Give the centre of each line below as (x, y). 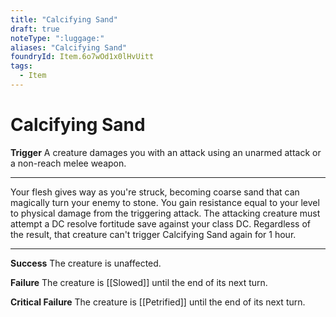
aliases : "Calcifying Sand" (69, 47)
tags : (21, 66)
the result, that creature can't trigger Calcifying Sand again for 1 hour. (153, 234)
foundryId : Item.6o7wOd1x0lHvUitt (82, 57)
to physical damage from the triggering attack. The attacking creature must (165, 213)
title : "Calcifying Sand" (64, 19)
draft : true (35, 29)
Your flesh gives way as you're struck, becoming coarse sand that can (155, 192)
